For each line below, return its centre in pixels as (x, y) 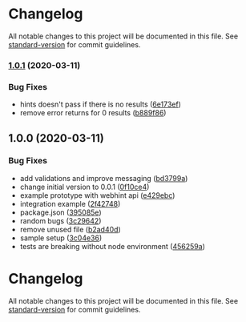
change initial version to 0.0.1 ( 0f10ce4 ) (85, 187)
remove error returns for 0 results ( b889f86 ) (93, 113)
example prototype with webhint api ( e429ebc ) (97, 195)
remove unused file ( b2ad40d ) (71, 229)
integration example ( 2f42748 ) (70, 203)
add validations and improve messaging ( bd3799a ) (104, 178)
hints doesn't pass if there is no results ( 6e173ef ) (101, 104)
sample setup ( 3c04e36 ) (61, 238)
